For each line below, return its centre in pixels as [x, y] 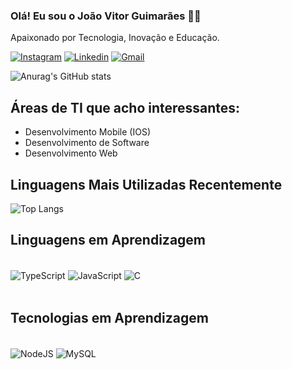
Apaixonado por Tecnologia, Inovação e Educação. [115, 38]
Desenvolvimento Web [71, 153]
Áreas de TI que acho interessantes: [125, 107]
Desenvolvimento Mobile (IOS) [88, 132]
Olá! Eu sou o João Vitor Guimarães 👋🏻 [106, 16]
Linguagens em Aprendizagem [108, 240]
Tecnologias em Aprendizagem [109, 317]
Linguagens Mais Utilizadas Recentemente [146, 184]
